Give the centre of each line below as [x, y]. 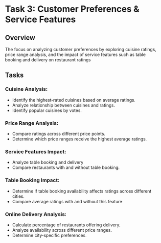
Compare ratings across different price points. [59, 134]
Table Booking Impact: [32, 180]
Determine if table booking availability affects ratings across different [82, 191]
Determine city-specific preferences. [49, 235]
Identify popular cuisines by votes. [47, 110]
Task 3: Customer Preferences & [72, 9]
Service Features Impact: [36, 152]
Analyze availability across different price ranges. [62, 230]
